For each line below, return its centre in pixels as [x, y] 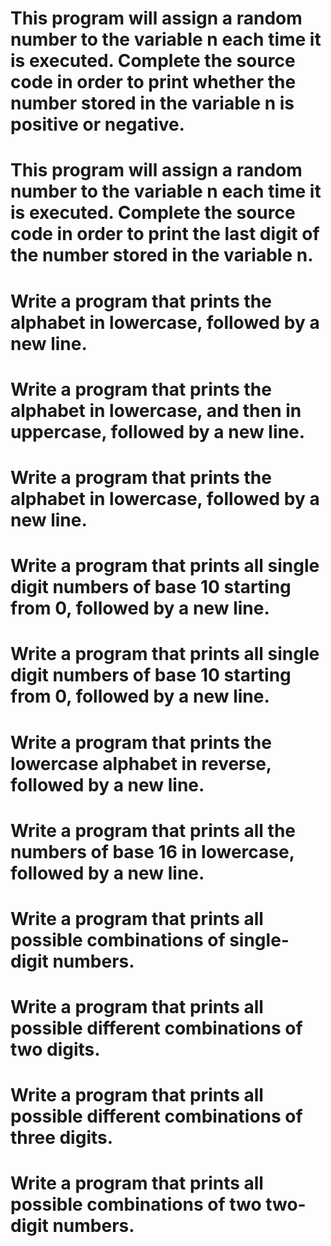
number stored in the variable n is [152, 103]
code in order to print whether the [153, 82]
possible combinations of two [136, 1204]
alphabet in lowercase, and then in [156, 410]
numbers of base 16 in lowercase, [152, 851]
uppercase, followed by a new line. [157, 431]
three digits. [62, 1138]
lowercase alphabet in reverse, [141, 763]
